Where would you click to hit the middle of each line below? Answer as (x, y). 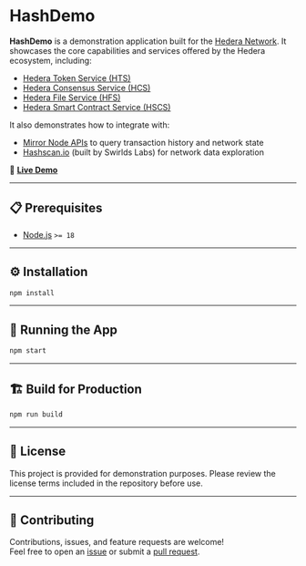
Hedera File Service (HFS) (71, 98)
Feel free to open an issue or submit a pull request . (105, 551)
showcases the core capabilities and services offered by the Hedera (138, 50)
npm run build (36, 414)
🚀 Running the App (64, 329)
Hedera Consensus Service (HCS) (87, 87)
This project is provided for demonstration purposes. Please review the (143, 473)
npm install (32, 293)
